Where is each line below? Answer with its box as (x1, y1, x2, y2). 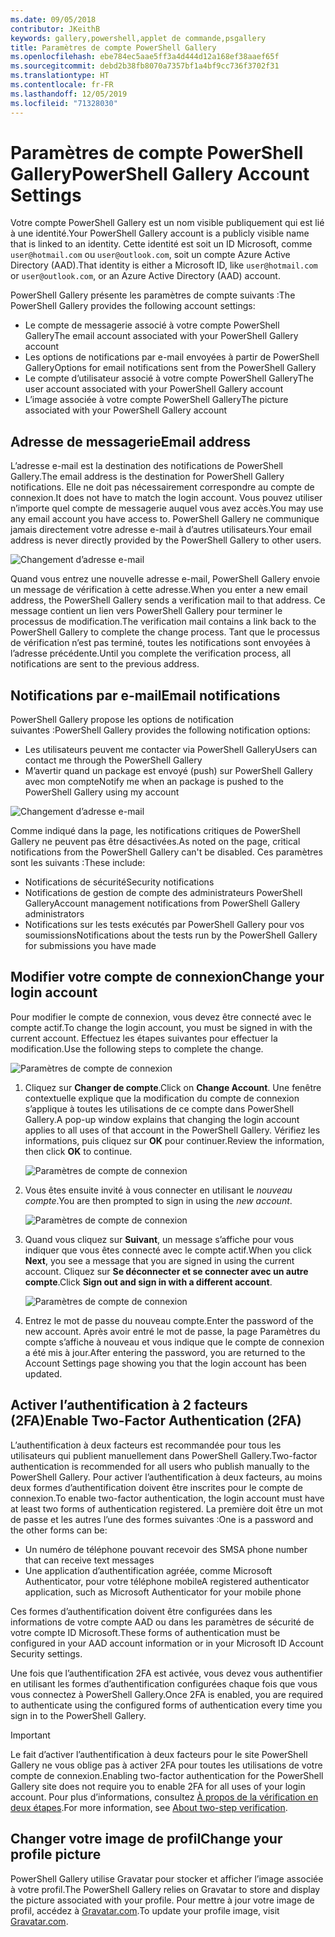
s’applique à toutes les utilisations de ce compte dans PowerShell (24, 1102, 295, 1115)
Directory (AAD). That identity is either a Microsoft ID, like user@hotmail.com (10, 259, 318, 271)
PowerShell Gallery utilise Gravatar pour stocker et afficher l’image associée (10, 1872, 324, 1885)
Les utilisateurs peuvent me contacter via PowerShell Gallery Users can (24, 744, 318, 756)
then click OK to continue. (24, 1145, 133, 1157)
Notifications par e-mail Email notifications (10, 687, 281, 704)
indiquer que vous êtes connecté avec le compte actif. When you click (24, 1244, 312, 1256)
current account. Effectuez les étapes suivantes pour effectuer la (10, 1032, 278, 1044)
